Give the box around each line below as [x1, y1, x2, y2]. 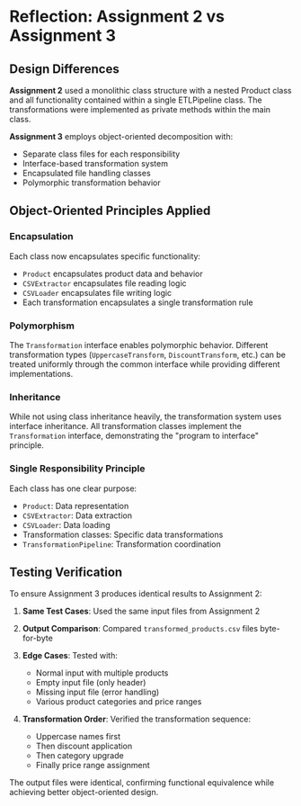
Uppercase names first [35, 731, 121, 742]
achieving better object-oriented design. [9, 787, 159, 798]
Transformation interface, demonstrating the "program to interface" [9, 430, 259, 442]
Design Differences [9, 61, 120, 76]
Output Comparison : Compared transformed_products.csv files [22, 623, 259, 634]
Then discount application [35, 740, 133, 752]
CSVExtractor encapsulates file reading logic [22, 277, 187, 289]
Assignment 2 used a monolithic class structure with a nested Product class [9, 85, 292, 95]
